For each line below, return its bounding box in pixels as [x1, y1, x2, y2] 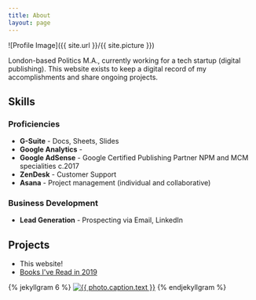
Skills [8, 95, 35, 108]
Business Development [8, 198, 98, 209]
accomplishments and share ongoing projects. [8, 72, 159, 82]
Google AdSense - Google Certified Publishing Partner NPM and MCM [19, 153, 249, 163]
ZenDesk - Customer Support [19, 170, 117, 179]
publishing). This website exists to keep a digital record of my [8, 64, 207, 73]
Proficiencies [8, 119, 60, 130]
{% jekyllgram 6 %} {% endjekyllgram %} [8, 283, 226, 292]
